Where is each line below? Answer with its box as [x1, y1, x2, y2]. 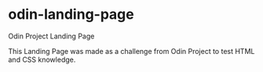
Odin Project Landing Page [8, 31, 95, 41]
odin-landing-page [8, 5, 135, 23]
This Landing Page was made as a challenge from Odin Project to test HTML [8, 46, 255, 56]
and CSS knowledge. [8, 55, 76, 64]
